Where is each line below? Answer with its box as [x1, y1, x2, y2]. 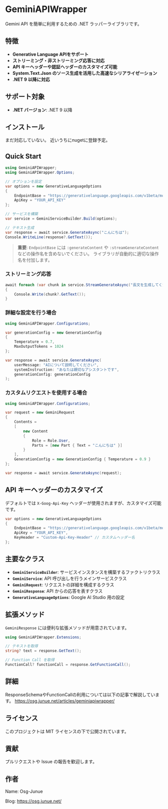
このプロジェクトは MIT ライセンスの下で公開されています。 [5, 728, 129, 734]
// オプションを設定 [5, 179, 42, 184]
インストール [5, 123, 45, 131]
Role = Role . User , [31, 438, 70, 443]
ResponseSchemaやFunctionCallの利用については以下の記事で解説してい [5, 691, 155, 697]
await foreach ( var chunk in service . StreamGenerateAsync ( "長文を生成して [5, 282, 159, 287]
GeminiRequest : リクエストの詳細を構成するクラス [12, 581, 114, 587]
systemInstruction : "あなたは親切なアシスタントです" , [14, 367, 119, 372]
